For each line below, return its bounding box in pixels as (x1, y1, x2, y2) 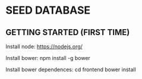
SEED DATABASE (5, 4, 91, 17)
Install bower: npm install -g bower (5, 55, 90, 61)
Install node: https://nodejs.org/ (5, 43, 83, 50)
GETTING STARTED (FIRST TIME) (5, 27, 130, 37)
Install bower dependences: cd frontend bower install (5, 66, 136, 73)
